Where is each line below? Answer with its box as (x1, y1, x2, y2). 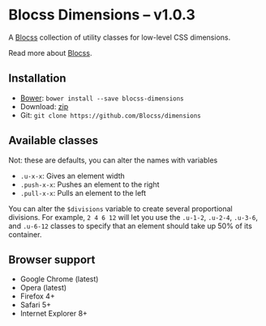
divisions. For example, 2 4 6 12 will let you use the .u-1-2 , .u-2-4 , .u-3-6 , (8, 212, 258, 222)
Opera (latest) (19, 283, 67, 293)
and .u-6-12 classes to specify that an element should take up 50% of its (8, 221, 253, 231)
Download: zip (19, 101, 69, 111)
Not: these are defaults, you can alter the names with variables (8, 155, 218, 165)
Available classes (8, 133, 99, 147)
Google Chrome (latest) (19, 274, 99, 284)
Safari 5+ (19, 300, 51, 310)
